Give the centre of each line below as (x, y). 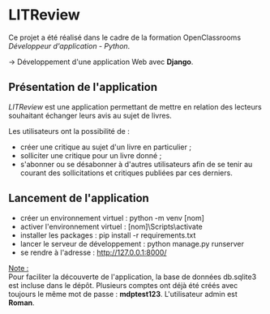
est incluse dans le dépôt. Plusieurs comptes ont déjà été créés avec (123, 285)
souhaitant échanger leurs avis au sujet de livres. (90, 115)
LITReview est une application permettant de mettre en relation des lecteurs (135, 106)
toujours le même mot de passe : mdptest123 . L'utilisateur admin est (123, 294)
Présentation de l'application (83, 87)
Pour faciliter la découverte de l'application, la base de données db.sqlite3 (133, 277)
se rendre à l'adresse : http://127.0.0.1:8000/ (93, 252)
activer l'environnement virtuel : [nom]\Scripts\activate (111, 226)
